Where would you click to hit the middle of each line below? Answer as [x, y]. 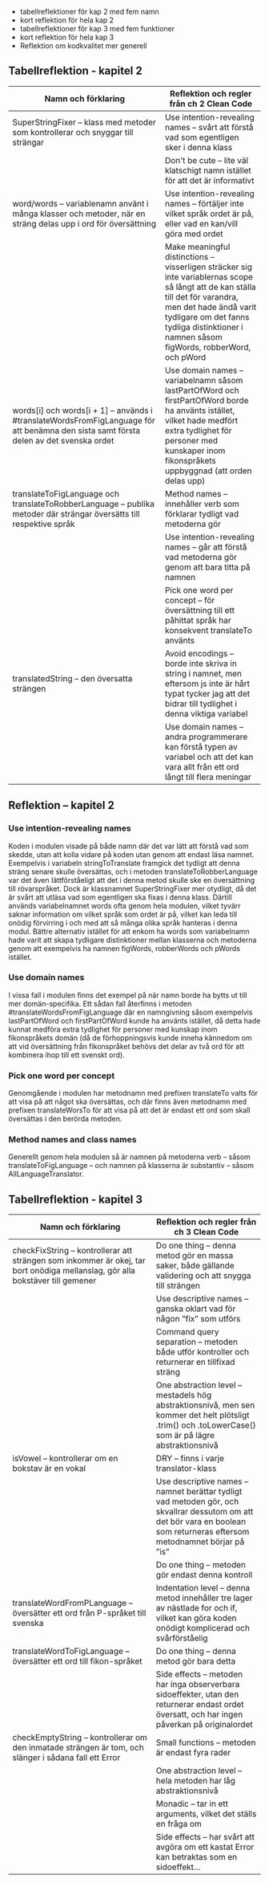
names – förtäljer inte [204, 203]
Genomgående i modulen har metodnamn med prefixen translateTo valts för [133, 1093]
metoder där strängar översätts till [76, 513]
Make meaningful [197, 247]
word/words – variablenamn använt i [80, 203]
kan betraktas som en [197, 1857]
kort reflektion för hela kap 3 [67, 37]
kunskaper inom [195, 451]
